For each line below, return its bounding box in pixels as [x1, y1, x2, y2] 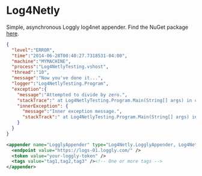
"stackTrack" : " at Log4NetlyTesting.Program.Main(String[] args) [22, 114, 189, 120]
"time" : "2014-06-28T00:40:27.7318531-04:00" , [11, 52, 128, 59]
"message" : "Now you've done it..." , [11, 75, 103, 81]
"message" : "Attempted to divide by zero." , [17, 91, 128, 98]
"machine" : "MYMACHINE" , [11, 58, 71, 64]
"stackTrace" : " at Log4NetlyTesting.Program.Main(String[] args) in [17, 97, 192, 103]
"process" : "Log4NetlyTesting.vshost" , [11, 64, 109, 70]
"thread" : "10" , [11, 70, 50, 76]
